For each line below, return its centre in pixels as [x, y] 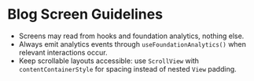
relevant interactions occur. [63, 52]
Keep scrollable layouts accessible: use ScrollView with [109, 61]
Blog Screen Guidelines [85, 14]
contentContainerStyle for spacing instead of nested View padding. [127, 69]
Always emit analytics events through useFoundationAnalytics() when [133, 44]
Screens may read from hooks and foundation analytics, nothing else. [131, 36]
